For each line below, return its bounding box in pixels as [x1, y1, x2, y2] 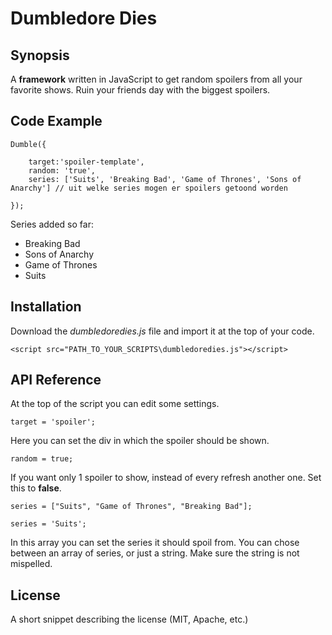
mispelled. [10, 558, 53, 570]
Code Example [10, 113, 103, 130]
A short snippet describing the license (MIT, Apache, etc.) [10, 613, 249, 626]
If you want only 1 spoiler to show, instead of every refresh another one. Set [10, 472, 322, 484]
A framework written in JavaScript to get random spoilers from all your [10, 73, 303, 85]
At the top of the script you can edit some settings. [10, 398, 220, 410]
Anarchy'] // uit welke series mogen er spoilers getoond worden [10, 183, 288, 193]
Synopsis [10, 47, 70, 64]
